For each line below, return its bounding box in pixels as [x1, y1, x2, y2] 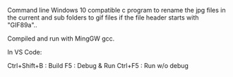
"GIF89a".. [7, 21, 37, 29]
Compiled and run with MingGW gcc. [7, 34, 115, 43]
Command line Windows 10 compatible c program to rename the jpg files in [7, 6, 226, 14]
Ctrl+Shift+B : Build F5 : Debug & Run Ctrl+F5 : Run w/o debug [7, 62, 189, 69]
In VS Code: [7, 48, 42, 56]
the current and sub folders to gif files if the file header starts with [7, 13, 199, 22]
